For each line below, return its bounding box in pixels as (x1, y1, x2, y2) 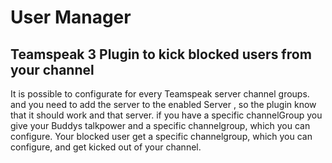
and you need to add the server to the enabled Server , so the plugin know (10, 99, 317, 110)
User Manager (10, 6, 132, 29)
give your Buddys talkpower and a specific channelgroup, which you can (10, 120, 311, 131)
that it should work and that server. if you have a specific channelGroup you (10, 109, 323, 121)
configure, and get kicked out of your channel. (10, 141, 202, 153)
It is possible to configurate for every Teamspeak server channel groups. (10, 88, 310, 100)
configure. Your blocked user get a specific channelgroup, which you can (10, 131, 313, 142)
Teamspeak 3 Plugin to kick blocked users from (10, 46, 312, 63)
